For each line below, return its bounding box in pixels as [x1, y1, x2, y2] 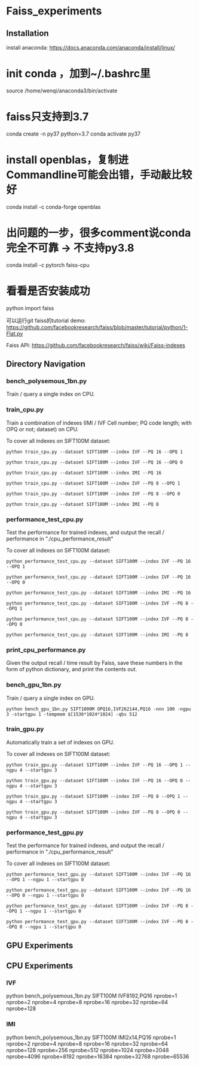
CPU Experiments [6, 960, 74, 971]
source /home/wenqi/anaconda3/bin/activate [6, 87, 118, 94]
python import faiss [6, 304, 54, 311]
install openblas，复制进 [6, 153, 129, 167]
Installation [6, 28, 49, 38]
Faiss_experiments [6, 4, 102, 18]
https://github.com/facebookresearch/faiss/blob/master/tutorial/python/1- [6, 323, 188, 331]
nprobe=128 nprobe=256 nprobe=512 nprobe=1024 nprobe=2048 [6, 1046, 169, 1053]
